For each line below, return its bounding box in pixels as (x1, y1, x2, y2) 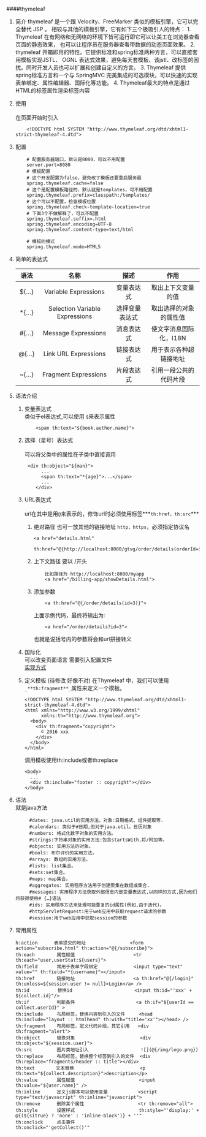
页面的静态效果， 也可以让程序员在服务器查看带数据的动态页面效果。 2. (15, 41, 196, 48)
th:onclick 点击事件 (15, 1119, 75, 1125)
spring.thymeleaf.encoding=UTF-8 (26, 221, 112, 227)
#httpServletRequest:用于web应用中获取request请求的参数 (29, 908, 167, 915)
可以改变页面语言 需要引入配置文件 (24, 656, 112, 663)
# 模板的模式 (26, 238, 55, 245)
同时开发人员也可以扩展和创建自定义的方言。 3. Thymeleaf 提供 (26, 64, 186, 71)
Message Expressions (42, 329, 106, 337)
